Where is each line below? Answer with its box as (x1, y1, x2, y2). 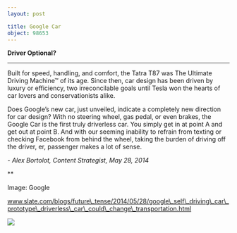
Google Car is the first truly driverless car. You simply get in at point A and (7, 120, 223, 129)
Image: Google (7, 184, 50, 192)
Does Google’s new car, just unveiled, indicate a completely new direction (7, 105, 221, 113)
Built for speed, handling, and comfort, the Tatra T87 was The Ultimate (7, 69, 213, 77)
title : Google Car (7, 23, 61, 30)
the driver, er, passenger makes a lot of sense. (7, 142, 142, 151)
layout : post (7, 10, 46, 18)
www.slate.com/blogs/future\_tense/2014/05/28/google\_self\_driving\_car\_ (7, 197, 229, 206)
